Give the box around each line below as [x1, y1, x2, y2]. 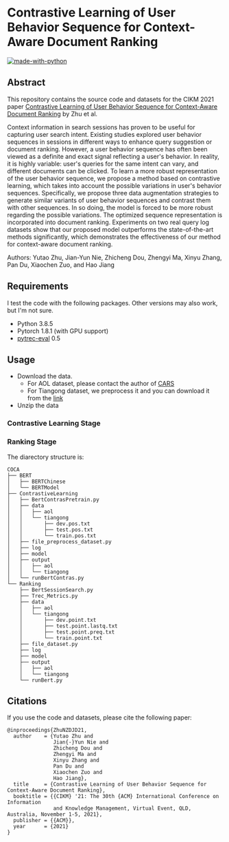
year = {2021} [13, 823, 69, 830]
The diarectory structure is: [7, 453, 84, 461]
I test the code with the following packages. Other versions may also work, [7, 299, 218, 307]
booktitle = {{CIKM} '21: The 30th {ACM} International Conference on [13, 793, 219, 800]
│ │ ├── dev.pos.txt [7, 520, 91, 527]
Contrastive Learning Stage [7, 418, 101, 428]
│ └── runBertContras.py [7, 574, 84, 581]
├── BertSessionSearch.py [19, 586, 94, 593]
